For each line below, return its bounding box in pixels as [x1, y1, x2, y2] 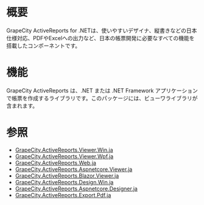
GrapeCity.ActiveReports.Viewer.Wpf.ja [15, 153, 114, 160]
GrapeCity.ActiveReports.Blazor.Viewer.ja [15, 172, 119, 179]
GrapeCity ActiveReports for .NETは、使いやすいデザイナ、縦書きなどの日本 [6, 27, 197, 34]
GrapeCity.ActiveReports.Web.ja [15, 159, 96, 166]
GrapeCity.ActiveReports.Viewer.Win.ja [15, 146, 114, 153]
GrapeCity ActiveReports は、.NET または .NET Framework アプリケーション [6, 86, 198, 94]
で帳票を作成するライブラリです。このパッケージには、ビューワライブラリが [6, 94, 198, 102]
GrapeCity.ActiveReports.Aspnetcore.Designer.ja [15, 185, 138, 192]
